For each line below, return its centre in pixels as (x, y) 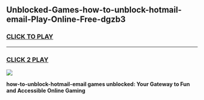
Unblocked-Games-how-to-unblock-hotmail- (94, 10)
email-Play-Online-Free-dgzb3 (66, 20)
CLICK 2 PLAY (27, 59)
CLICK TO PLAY (30, 37)
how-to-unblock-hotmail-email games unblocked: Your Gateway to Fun (98, 84)
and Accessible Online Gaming (46, 90)
